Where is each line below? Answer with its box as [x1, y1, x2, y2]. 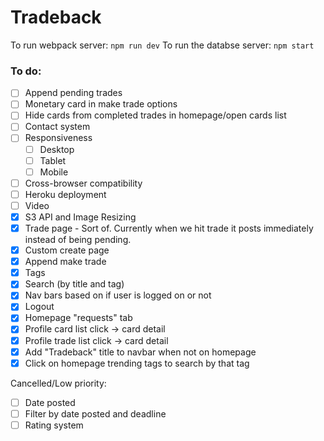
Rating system [24, 419, 84, 431]
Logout [24, 301, 55, 313]
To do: [10, 64, 42, 78]
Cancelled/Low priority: [10, 377, 107, 389]
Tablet [39, 154, 67, 166]
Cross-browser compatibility [24, 177, 143, 189]
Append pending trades [24, 87, 123, 99]
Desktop [39, 143, 75, 155]
